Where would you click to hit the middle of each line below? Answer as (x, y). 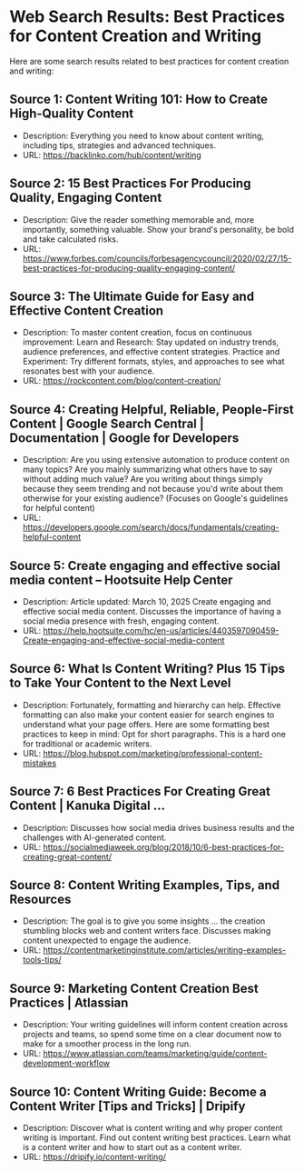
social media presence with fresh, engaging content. (121, 621)
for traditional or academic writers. (87, 744)
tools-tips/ (42, 960)
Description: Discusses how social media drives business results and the (158, 827)
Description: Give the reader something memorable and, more (138, 219)
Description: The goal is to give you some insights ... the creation (144, 921)
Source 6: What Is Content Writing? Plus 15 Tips (147, 669)
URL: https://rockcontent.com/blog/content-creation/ (122, 381)
